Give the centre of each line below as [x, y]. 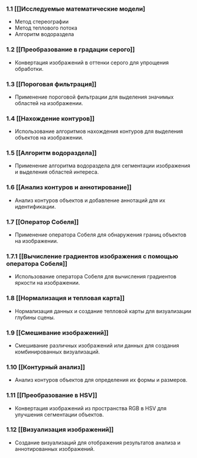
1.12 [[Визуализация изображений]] [60, 430]
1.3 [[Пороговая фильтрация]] [51, 84]
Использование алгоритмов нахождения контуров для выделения [99, 131]
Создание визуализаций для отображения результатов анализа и [98, 443]
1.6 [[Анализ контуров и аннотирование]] [69, 187]
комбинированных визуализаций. [57, 352]
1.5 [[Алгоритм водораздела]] [51, 153]
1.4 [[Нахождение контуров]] [50, 118]
